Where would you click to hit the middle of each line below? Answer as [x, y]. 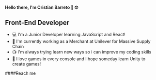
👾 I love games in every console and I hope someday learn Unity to [79, 59]
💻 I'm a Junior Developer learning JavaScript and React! [69, 35]
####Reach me [21, 73]
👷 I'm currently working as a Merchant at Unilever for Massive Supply [81, 41]
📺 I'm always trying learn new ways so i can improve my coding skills [82, 52]
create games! [26, 64]
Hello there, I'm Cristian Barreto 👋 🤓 [42, 7]
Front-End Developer [37, 22]
